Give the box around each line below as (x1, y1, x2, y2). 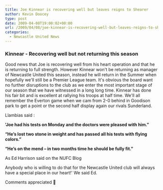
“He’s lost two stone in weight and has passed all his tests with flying (5, 131, 147, 137)
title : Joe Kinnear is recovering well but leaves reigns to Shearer (5, 7, 149, 12)
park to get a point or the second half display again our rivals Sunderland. (5, 103, 152, 109)
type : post (5, 16, 27, 21)
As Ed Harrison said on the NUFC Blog (5, 155, 82, 161)
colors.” (5, 136, 22, 142)
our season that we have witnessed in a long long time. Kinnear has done (5, 87, 151, 93)
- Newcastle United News (9, 35, 60, 39)
